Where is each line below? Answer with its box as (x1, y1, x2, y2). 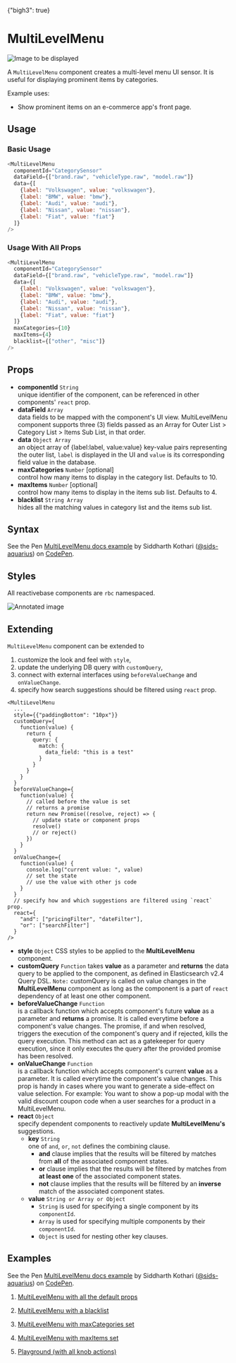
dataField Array (17, 405, 63, 414)
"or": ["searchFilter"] (20, 922, 90, 929)
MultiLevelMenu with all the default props (17, 1292, 138, 1301)
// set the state (25, 872, 77, 879)
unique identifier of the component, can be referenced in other (17, 390, 199, 399)
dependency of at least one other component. (17, 992, 151, 1000)
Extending (7, 623, 54, 635)
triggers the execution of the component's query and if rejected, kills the (17, 1029, 228, 1038)
